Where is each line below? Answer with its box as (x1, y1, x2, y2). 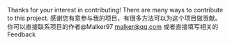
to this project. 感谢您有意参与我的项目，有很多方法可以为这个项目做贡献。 (7, 14, 222, 22)
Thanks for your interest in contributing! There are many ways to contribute (7, 6, 224, 14)
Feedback (7, 30, 36, 38)
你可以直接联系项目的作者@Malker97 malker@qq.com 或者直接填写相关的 (7, 23, 219, 30)
